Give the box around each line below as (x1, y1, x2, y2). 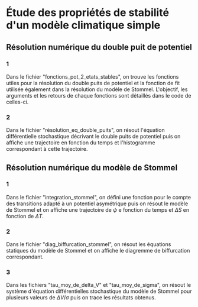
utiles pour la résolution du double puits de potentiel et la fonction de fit (6, 79, 180, 86)
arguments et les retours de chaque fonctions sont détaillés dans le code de (6, 92, 191, 99)
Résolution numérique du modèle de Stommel (6, 163, 178, 173)
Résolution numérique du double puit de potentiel (6, 42, 192, 52)
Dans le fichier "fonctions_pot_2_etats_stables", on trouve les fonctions (6, 73, 179, 80)
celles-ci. (6, 98, 29, 105)
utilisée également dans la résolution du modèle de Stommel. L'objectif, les (6, 86, 188, 93)
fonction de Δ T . (6, 212, 44, 219)
